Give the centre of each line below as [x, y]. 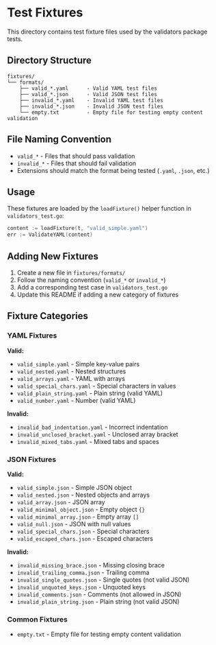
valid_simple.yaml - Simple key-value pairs [78, 364]
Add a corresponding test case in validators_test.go [92, 287]
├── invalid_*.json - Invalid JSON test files [92, 106]
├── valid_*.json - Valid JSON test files [88, 94]
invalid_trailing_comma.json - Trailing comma [83, 572]
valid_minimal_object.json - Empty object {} [81, 509]
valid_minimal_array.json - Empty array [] [78, 517]
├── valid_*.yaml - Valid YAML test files [88, 88]
